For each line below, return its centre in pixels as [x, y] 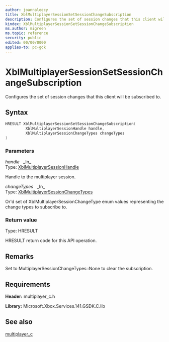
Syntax [17, 112]
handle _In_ [18, 162]
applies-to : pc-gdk [26, 47]
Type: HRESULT [22, 231]
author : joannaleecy [27, 10]
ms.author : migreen [26, 29]
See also [19, 322]
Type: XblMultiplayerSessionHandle [42, 167]
